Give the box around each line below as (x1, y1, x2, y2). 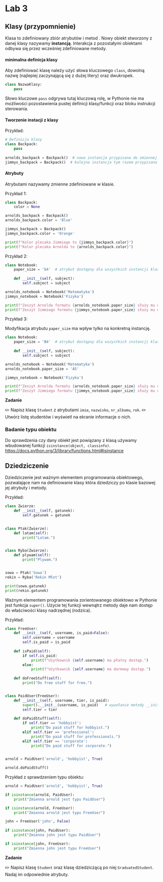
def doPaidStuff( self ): (14, 716, 62, 721)
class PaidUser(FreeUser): (5, 693, 60, 698)
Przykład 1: (5, 190, 27, 196)
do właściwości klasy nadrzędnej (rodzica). (5, 607, 92, 613)
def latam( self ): (14, 531, 49, 535)
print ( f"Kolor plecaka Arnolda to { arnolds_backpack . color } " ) (5, 244, 133, 249)
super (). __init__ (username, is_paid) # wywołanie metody (22, 702, 145, 707)
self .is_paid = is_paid (22, 640, 70, 645)
